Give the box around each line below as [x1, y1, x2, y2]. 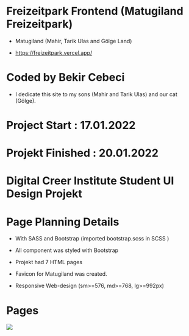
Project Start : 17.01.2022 [6, 119, 136, 132]
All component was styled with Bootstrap [15, 247, 119, 254]
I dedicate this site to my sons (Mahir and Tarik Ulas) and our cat [15, 90, 178, 98]
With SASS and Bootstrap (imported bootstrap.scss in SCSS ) [15, 235, 169, 242]
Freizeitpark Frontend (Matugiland [6, 4, 184, 18]
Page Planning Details [6, 215, 119, 229]
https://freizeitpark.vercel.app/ [15, 49, 93, 56]
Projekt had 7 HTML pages [15, 259, 83, 266]
